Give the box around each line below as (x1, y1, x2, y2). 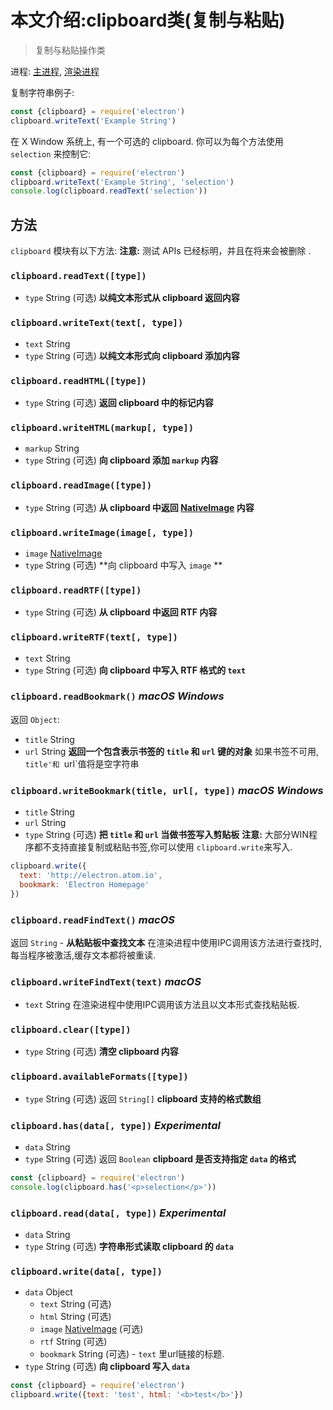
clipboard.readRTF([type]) (10, 584, 142, 596)
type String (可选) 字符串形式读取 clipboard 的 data (24, 1241, 234, 1253)
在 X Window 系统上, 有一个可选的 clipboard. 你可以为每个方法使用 (10, 135, 284, 147)
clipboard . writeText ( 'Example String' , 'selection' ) (10, 177, 235, 187)
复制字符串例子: (10, 86, 75, 98)
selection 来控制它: (10, 147, 92, 160)
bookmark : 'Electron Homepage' (19, 879, 150, 890)
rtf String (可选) (39, 1336, 108, 1348)
